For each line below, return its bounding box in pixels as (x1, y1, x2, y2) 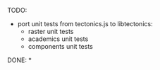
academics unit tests (27, 35, 89, 43)
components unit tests (27, 42, 93, 50)
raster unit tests (27, 28, 74, 35)
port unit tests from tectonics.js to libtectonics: (17, 20, 153, 28)
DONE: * (7, 56, 32, 64)
